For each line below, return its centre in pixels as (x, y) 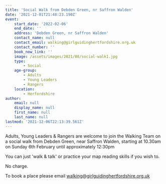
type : (20, 61)
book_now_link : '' (33, 52)
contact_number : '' (35, 47)
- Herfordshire (39, 94)
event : (12, 19)
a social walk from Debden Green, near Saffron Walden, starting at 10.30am (83, 141)
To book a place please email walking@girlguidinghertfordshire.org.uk (77, 175)
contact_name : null (35, 38)
